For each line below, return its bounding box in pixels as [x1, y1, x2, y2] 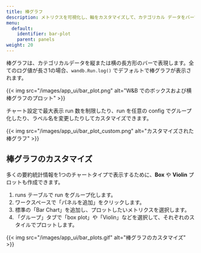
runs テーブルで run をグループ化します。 [14, 191, 117, 198]
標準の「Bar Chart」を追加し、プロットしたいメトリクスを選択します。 [14, 206, 190, 213]
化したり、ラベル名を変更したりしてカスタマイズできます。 [6, 114, 153, 121]
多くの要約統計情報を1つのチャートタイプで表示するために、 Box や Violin [6, 171, 187, 178]
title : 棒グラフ [6, 8, 43, 15]
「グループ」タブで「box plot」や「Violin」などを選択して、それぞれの [14, 214, 190, 221]
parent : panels [17, 36, 55, 42]
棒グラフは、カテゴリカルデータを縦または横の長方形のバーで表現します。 [6, 59, 189, 66]
